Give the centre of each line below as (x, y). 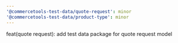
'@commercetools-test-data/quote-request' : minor (69, 11)
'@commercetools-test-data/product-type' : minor (68, 17)
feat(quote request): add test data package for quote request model (89, 34)
